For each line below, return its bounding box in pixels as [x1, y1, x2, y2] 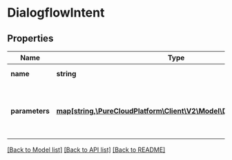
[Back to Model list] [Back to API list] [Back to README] [7, 145, 166, 154]
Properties [7, 33, 54, 44]
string [56, 69, 77, 78]
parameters [10, 106, 50, 116]
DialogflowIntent [7, 5, 105, 21]
